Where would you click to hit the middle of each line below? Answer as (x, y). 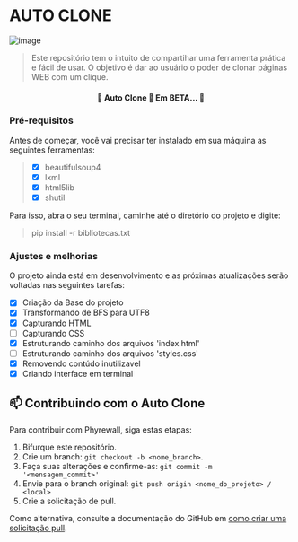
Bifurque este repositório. (69, 447)
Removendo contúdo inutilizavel (81, 363)
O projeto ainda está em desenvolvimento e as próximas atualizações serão (149, 275)
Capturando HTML (57, 323)
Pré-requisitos (41, 120)
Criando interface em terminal (78, 373)
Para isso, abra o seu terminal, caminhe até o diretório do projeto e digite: (145, 215)
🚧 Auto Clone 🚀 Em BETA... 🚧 (151, 97)
